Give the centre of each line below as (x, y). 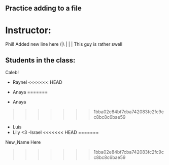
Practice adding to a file (44, 8)
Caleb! (12, 73)
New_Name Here (23, 142)
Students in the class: (40, 60)
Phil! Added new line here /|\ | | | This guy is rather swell (64, 44)
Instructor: (28, 30)
